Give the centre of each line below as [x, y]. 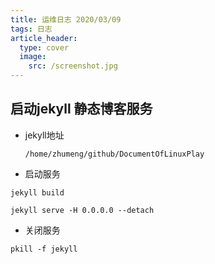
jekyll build [37, 192]
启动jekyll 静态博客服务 [81, 109]
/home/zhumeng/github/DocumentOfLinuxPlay [114, 154]
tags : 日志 [31, 29]
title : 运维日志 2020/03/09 [66, 19]
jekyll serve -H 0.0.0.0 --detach [82, 210]
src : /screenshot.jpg [73, 66]
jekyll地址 [44, 135]
